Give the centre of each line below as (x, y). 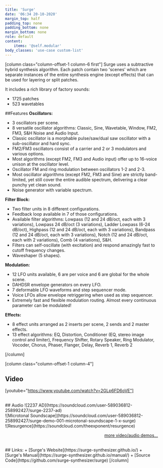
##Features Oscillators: (29, 113)
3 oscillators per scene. (35, 123)
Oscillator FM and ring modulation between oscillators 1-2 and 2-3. (79, 169)
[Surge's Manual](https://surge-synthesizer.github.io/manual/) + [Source (78, 455)
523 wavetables (28, 104)
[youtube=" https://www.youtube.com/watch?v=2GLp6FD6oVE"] (69, 391)
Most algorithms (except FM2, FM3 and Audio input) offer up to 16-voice (84, 159)
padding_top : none (24, 23)
